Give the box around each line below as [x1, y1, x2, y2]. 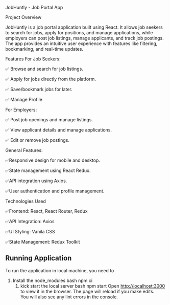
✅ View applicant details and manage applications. [5, 127, 112, 133]
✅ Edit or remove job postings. [5, 137, 70, 143]
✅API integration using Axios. [5, 178, 67, 184]
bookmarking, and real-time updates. [5, 46, 83, 52]
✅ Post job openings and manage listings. [5, 117, 93, 122]
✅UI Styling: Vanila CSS [5, 229, 55, 234]
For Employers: [5, 107, 37, 113]
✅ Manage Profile [5, 97, 42, 102]
